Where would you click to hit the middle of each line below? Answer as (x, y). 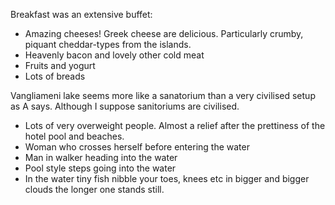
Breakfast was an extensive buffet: (81, 14)
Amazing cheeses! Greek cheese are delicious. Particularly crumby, (164, 33)
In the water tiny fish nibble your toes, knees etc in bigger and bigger (167, 178)
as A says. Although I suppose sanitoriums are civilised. (125, 106)
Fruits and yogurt (60, 65)
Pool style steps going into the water (100, 168)
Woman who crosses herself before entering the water (137, 147)
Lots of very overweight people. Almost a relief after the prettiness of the (175, 125)
